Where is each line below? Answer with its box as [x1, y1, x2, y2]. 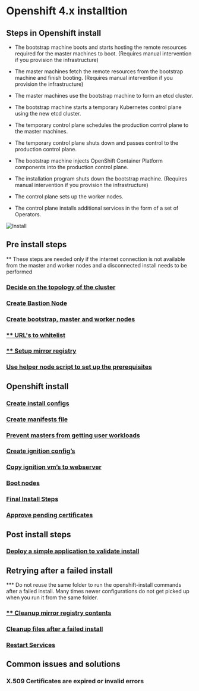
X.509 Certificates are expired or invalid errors [6, 677, 144, 686]
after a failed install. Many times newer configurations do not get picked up [6, 588, 190, 595]
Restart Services [6, 641, 56, 649]
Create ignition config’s [6, 447, 75, 455]
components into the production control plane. [14, 164, 129, 170]
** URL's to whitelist [6, 331, 65, 339]
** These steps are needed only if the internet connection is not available [6, 255, 185, 263]
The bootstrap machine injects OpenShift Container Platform [14, 157, 163, 164]
